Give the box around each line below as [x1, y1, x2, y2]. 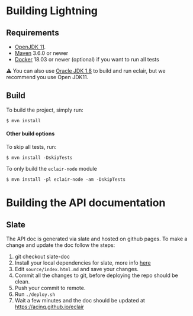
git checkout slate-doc [14, 253, 70, 260]
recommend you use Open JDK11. [6, 74, 89, 80]
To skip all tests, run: [6, 144, 57, 151]
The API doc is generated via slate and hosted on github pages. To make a [6, 235, 188, 243]
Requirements [6, 28, 59, 38]
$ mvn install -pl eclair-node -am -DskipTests [6, 177, 126, 183]
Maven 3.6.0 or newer [14, 50, 69, 57]
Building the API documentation [6, 196, 166, 210]
